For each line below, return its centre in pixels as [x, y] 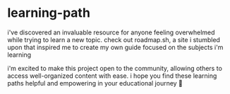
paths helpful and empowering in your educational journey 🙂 [95, 83]
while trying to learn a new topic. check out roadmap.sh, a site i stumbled [114, 39]
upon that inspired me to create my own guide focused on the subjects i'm [115, 47]
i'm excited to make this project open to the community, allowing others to [115, 68]
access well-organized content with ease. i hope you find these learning [112, 76]
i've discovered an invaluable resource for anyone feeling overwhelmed [111, 32]
